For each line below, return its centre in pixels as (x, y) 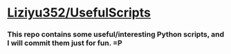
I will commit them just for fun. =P (65, 43)
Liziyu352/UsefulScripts (79, 13)
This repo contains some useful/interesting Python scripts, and (116, 35)
